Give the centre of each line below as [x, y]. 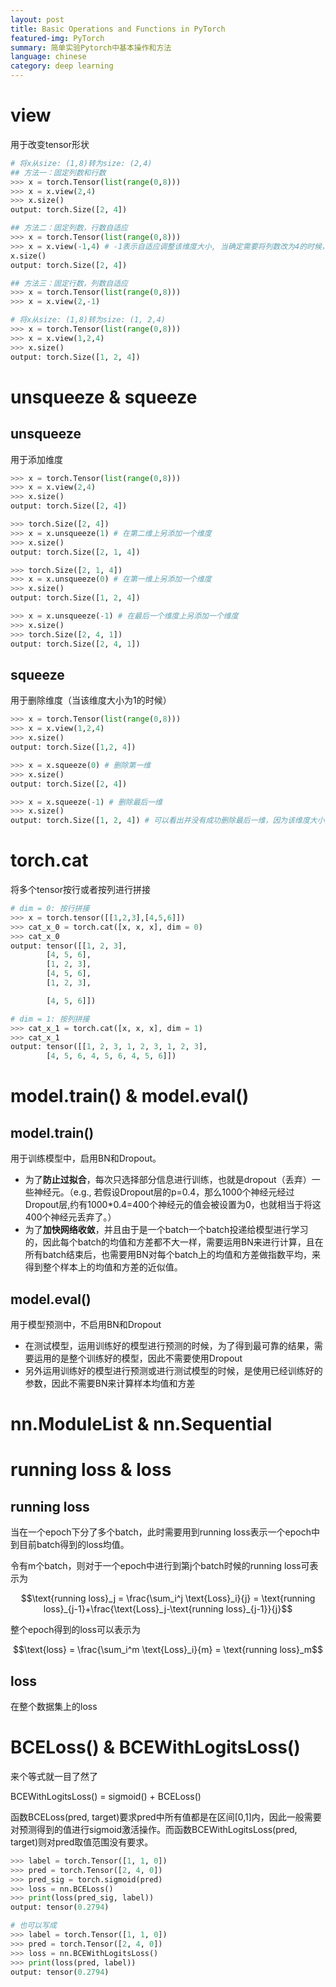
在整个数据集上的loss [54, 1706]
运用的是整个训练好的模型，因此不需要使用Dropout [138, 1358]
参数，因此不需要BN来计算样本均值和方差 [110, 1383]
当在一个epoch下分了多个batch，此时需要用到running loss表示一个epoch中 [165, 1532]
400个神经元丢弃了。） [70, 1217]
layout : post [37, 19]
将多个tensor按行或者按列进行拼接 [80, 890]
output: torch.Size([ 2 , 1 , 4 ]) [75, 552]
